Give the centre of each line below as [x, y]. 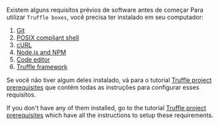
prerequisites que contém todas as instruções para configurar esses [103, 87]
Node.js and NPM [41, 52]
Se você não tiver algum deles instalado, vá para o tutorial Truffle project [109, 80]
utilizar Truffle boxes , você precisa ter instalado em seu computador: [105, 17]
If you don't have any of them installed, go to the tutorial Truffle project [106, 108]
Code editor [33, 60]
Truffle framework [42, 67]
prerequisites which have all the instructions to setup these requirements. [110, 115]
